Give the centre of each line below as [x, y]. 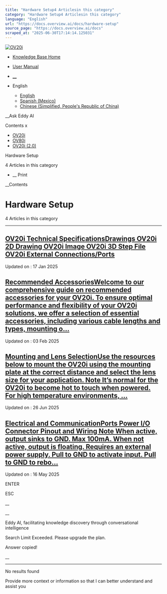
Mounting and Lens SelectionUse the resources [80, 357]
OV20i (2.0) [24, 146]
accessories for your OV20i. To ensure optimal [79, 298]
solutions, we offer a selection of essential [72, 313]
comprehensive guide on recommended [68, 290]
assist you [16, 587]
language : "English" [27, 19]
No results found [22, 572]
